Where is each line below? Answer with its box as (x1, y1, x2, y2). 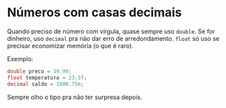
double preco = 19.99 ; (7, 68, 72, 75)
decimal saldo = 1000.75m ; (7, 80, 84, 88)
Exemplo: (7, 54, 34, 62)
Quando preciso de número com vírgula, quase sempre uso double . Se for (7, 27, 216, 35)
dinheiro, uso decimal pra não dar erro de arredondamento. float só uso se (7, 34, 220, 42)
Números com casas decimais (7, 5, 182, 20)
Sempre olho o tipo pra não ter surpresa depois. (7, 93, 142, 101)
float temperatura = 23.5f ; (7, 74, 88, 81)
